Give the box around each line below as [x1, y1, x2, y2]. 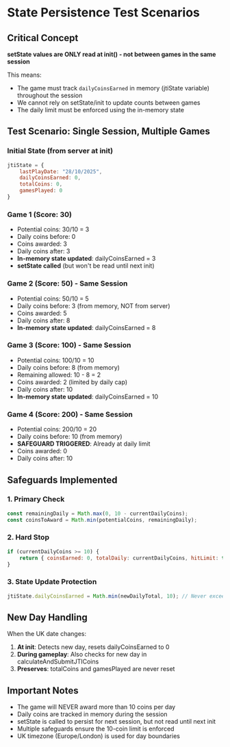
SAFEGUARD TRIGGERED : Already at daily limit [16, 440, 151, 448]
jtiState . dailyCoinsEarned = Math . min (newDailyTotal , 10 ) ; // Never [7, 592, 207, 600]
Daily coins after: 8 [16, 316, 71, 325]
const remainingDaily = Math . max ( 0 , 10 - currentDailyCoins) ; [7, 510, 188, 517]
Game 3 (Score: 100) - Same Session [7, 340, 131, 350]
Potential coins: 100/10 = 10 [16, 356, 94, 364]
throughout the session [16, 91, 83, 99]
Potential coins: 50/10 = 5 [16, 294, 89, 303]
